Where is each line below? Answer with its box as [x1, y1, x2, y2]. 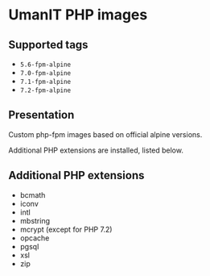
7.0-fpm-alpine [19, 69, 72, 77]
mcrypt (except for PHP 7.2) [19, 224, 113, 234]
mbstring [19, 215, 51, 225]
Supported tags [8, 38, 89, 52]
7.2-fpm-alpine [19, 86, 72, 94]
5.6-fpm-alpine [19, 61, 72, 69]
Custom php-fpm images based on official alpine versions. [8, 129, 203, 139]
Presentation [8, 108, 75, 122]
